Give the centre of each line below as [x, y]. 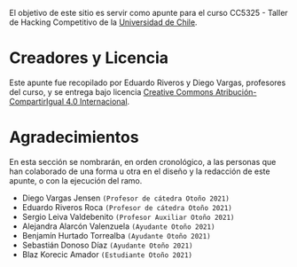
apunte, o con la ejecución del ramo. [76, 180]
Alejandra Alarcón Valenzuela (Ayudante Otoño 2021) [118, 226]
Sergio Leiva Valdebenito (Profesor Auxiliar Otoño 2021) [128, 216]
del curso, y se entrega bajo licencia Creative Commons [112, 91]
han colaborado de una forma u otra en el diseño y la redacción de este [140, 171]
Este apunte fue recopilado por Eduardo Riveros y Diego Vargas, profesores [148, 82]
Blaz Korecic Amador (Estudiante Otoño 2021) [107, 254]
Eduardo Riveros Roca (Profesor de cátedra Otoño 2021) [127, 207]
